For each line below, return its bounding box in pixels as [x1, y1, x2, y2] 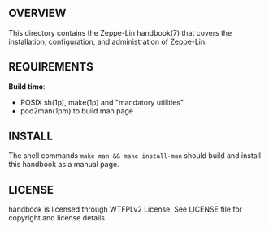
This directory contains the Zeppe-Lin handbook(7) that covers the [8, 28, 232, 37]
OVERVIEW [8, 6, 67, 20]
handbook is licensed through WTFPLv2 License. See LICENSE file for [8, 204, 242, 214]
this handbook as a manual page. [8, 160, 119, 169]
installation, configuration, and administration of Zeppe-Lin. [8, 36, 207, 46]
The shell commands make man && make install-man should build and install [8, 151, 262, 160]
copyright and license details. [8, 213, 107, 223]
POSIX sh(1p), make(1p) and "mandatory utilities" [20, 97, 184, 107]
